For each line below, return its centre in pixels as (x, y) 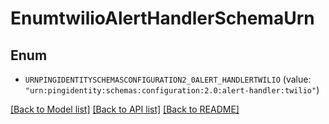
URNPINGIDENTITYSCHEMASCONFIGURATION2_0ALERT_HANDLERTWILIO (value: (168, 79)
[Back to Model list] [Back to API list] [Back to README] (125, 109)
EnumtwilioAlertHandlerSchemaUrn (162, 18)
